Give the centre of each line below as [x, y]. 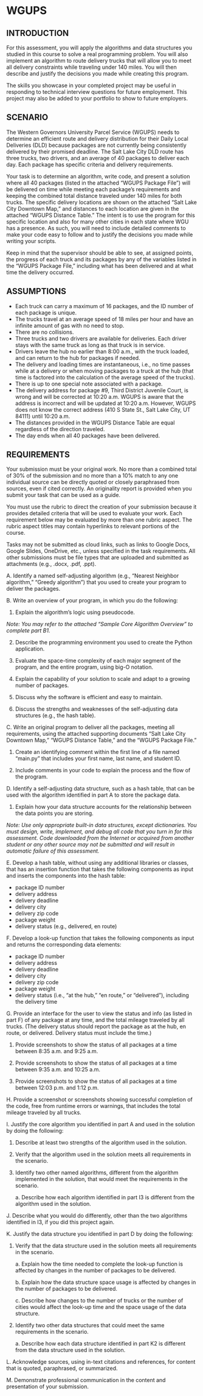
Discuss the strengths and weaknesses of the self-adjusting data [96, 709]
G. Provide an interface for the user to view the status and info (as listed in [99, 1014]
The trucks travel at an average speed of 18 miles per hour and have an [104, 319]
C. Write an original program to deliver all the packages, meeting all [91, 727]
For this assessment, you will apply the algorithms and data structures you [99, 48]
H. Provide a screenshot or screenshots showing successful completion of [100, 1099]
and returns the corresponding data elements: [64, 945]
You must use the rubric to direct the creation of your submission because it [101, 507]
